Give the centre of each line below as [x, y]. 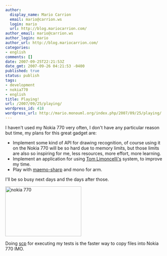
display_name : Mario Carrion [40, 15]
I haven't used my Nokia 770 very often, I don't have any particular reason [82, 127]
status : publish [22, 76]
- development [20, 85]
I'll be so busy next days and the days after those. [57, 179]
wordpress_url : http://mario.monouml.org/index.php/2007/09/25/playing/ [83, 113]
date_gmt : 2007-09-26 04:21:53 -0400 [45, 66]
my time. [22, 164]
